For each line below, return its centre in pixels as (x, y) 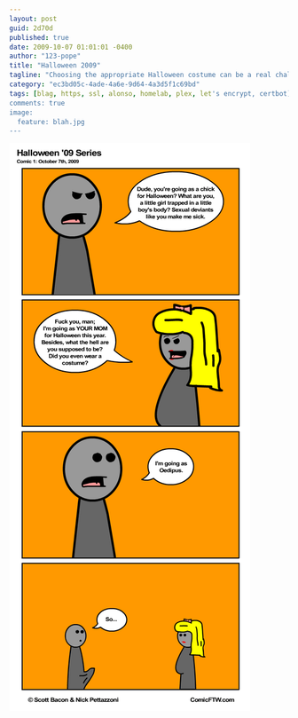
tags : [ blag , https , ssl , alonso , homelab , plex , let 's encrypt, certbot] (150, 93)
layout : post (33, 19)
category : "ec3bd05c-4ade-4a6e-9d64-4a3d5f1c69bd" (105, 84)
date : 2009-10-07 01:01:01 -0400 (71, 47)
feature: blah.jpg (51, 122)
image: (21, 112)
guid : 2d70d (31, 28)
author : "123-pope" (45, 56)
